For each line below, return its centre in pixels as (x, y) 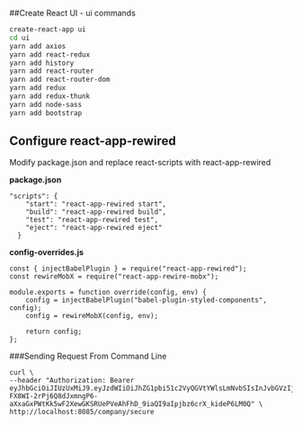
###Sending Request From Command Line (88, 356)
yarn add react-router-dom (60, 80)
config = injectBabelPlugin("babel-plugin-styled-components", (147, 300)
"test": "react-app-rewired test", (92, 220)
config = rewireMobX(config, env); (92, 316)
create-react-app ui (48, 30)
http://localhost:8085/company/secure (82, 412)
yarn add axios (38, 46)
